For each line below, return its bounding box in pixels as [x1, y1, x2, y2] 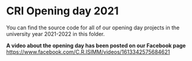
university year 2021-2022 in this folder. [6, 30, 105, 37]
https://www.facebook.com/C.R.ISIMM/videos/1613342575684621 [6, 48, 170, 55]
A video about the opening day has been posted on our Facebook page [6, 42, 186, 49]
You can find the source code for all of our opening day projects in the [6, 24, 180, 31]
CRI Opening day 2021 [6, 4, 119, 18]
